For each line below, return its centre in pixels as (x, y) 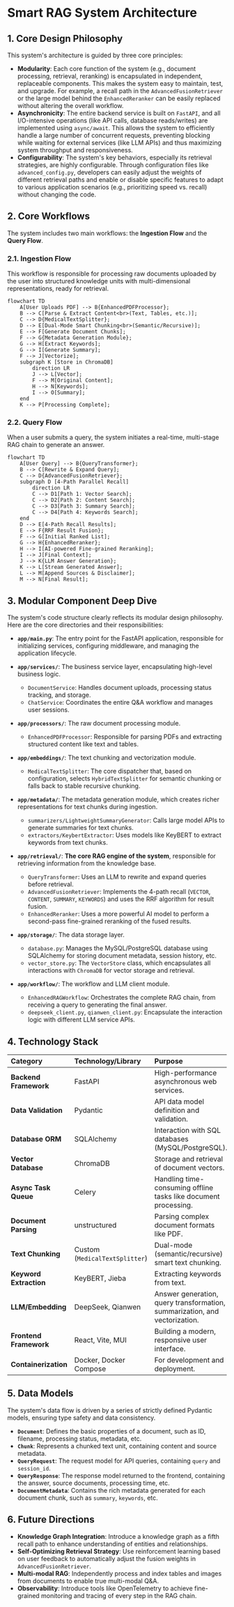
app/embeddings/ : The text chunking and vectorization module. (107, 758)
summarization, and (187, 1312)
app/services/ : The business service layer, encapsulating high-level (115, 667)
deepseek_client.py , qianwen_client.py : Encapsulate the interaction (125, 1012)
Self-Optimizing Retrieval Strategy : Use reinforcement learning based (119, 1551)
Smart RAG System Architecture (102, 13)
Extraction (29, 1283)
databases (172, 1139)
